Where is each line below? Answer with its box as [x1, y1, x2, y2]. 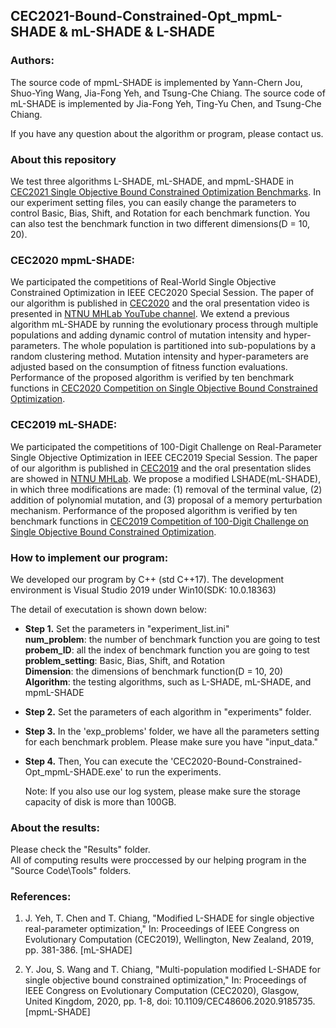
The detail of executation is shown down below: [10, 603, 207, 615]
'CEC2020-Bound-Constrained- [170, 755, 303, 767]
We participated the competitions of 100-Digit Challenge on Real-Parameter [10, 440, 322, 453]
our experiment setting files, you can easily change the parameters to [10, 196, 297, 208]
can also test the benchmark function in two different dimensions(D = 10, [10, 217, 310, 229]
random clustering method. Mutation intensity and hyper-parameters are [10, 350, 309, 363]
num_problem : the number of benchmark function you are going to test [24, 633, 321, 645]
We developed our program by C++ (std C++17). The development [10, 573, 285, 585]
